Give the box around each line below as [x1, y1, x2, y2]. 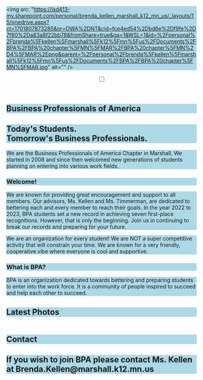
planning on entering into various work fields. [6, 162, 119, 169]
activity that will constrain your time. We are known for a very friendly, [6, 242, 181, 249]
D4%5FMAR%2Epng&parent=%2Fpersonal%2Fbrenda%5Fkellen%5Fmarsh [6, 51, 196, 57]
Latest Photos [6, 307, 60, 317]
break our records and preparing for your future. [6, 224, 127, 231]
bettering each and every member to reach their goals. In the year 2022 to [6, 204, 192, 211]
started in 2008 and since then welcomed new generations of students [6, 156, 183, 163]
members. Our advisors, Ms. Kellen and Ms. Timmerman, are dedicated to [6, 198, 190, 205]
